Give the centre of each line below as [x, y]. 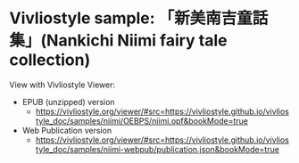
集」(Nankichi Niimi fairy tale [118, 41]
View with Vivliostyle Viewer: [62, 85]
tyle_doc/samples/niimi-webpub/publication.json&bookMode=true [157, 149]
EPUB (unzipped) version [68, 102]
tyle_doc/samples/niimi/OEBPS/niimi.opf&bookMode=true [141, 120]
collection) [50, 60]
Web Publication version [67, 130]
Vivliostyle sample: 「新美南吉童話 [139, 18]
